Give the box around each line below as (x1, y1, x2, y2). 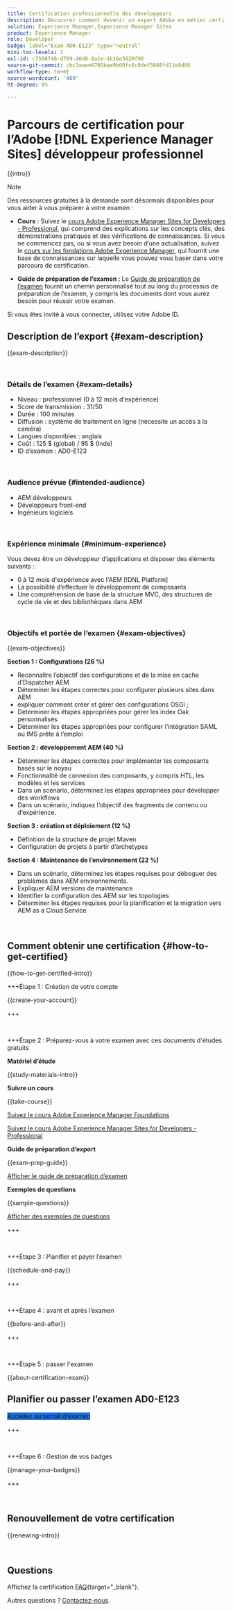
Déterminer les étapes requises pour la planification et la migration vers (17, 899, 222, 907)
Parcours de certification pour (7, 117, 185, 132)
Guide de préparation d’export (7, 1145, 96, 1153)
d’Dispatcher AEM (17, 678, 69, 687)
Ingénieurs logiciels (17, 508, 74, 517)
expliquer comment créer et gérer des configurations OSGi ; (17, 700, 189, 709)
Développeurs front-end (17, 501, 87, 509)
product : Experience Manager (7, 29, 92, 37)
